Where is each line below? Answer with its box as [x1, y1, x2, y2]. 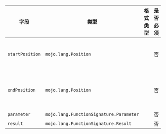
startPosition [7, 52, 41, 57]
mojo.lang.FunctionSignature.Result [45, 121, 132, 126]
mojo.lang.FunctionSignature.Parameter [45, 112, 139, 117]
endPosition [7, 87, 36, 93]
